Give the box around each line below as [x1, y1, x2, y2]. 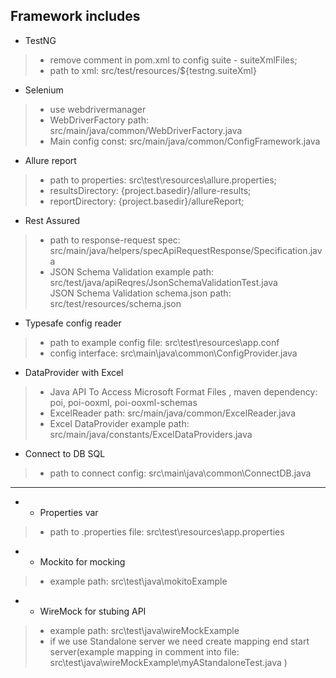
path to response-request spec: [49, 234, 181, 246]
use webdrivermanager [49, 103, 147, 115]
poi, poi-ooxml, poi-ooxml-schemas [49, 396, 198, 408]
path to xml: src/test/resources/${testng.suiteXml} [49, 64, 257, 76]
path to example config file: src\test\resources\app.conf [49, 336, 280, 348]
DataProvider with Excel [24, 366, 124, 378]
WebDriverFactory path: [49, 114, 149, 126]
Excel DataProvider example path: [49, 417, 190, 429]
